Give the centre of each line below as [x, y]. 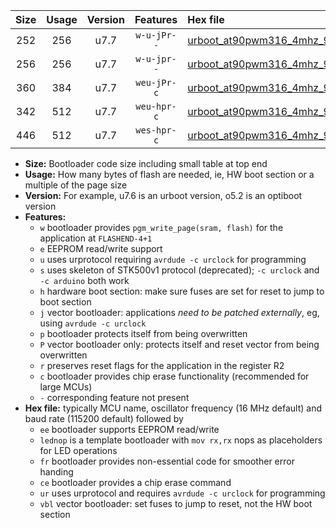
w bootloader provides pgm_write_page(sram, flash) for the [161, 227]
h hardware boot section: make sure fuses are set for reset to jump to [182, 291]
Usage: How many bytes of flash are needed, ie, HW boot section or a [169, 174]
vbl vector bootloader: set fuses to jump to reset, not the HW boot [176, 503]
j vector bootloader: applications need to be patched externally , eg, [179, 312]
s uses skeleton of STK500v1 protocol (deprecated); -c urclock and [179, 270]
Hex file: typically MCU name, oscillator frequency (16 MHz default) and [173, 408]
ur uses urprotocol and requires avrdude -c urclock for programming [182, 493]
